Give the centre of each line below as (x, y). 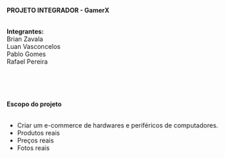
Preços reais (35, 140)
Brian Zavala (25, 39)
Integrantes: (25, 32)
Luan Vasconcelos (34, 46)
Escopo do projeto (34, 104)
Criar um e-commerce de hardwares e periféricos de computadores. (117, 125)
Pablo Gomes (26, 54)
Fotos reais (33, 148)
